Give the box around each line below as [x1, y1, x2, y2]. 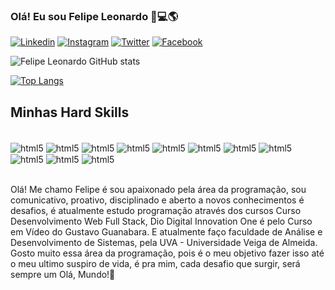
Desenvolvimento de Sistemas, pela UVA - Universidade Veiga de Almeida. [10, 237, 318, 249]
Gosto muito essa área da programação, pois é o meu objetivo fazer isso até [10, 247, 325, 259]
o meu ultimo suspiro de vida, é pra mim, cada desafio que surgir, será [10, 258, 301, 270]
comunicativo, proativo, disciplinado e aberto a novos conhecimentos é [10, 194, 305, 206]
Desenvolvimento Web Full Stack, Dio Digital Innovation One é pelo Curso [10, 215, 313, 228]
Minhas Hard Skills [10, 104, 130, 121]
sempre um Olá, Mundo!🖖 [10, 269, 116, 281]
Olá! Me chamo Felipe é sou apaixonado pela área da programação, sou [10, 184, 307, 196]
